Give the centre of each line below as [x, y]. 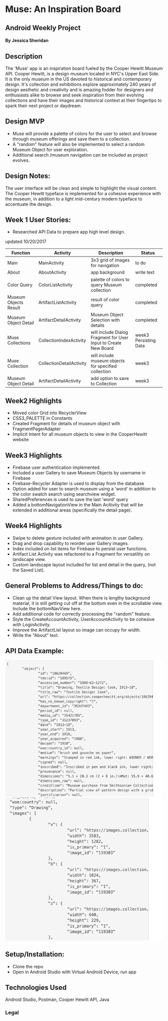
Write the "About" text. [35, 635]
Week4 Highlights [33, 526]
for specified [104, 366]
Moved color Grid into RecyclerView [49, 413]
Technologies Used [36, 988]
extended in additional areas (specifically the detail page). [72, 510]
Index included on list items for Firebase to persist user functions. [80, 549]
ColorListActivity [55, 285]
